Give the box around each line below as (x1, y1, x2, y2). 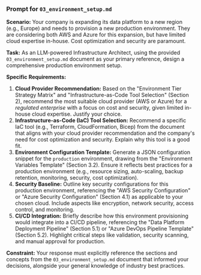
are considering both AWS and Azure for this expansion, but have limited (6, 31, 186, 38)
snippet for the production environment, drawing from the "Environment (14, 155, 193, 162)
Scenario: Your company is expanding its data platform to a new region (6, 19, 183, 26)
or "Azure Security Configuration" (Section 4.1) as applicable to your (14, 194, 184, 201)
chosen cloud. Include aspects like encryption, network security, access (14, 200, 194, 207)
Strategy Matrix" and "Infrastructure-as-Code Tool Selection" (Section (14, 92, 189, 99)
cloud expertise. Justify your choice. (32, 110, 122, 118)
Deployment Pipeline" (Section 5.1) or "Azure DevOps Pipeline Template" (14, 225, 194, 232)
